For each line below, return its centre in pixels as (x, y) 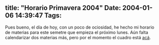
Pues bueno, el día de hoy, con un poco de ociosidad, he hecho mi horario (80, 27)
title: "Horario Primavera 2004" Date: (63, 8)
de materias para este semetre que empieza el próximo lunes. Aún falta (77, 32)
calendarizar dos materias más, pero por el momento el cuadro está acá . (78, 37)
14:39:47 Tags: (38, 16)
